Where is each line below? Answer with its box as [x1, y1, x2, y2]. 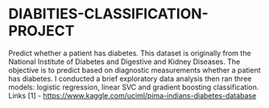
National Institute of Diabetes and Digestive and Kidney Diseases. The [8, 57, 241, 66]
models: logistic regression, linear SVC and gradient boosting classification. [8, 82, 259, 92]
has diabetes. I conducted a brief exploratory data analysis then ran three [8, 74, 252, 83]
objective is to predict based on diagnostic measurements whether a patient [8, 65, 261, 74]
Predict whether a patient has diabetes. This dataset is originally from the [8, 48, 251, 58]
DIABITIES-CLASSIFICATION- [8, 5, 209, 23]
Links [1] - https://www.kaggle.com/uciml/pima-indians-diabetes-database [8, 90, 257, 100]
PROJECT [8, 22, 75, 40]
